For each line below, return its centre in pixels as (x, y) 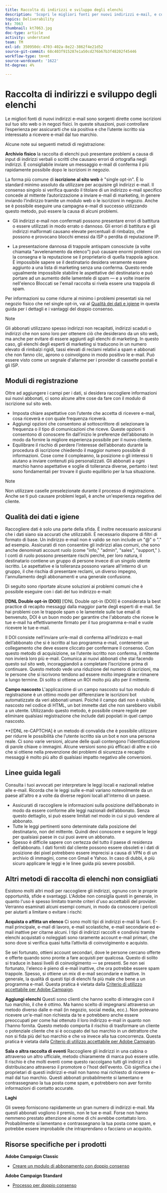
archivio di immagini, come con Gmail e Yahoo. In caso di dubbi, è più (83, 858)
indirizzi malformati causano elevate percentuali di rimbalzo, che (78, 232)
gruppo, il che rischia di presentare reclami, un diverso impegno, (71, 571)
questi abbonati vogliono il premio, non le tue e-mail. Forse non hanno (77, 1113)
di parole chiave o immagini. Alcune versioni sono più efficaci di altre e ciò (81, 746)
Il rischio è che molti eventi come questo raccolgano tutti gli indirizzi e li (78, 1062)
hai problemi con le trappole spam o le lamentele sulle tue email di (73, 612)
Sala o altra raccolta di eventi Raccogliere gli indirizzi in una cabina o (76, 1051)
